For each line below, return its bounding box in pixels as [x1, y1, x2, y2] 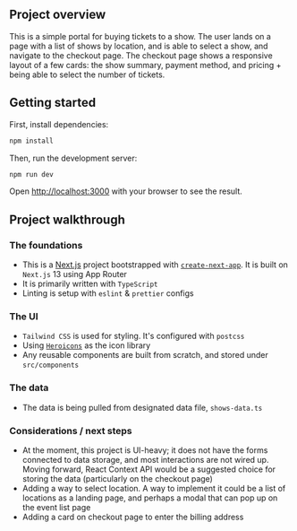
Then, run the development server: [9, 152, 138, 163]
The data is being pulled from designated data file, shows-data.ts [21, 402, 263, 413]
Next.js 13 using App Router [21, 269, 128, 280]
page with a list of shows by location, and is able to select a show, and [9, 40, 268, 51]
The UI [9, 309, 38, 322]
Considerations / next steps [9, 424, 132, 437]
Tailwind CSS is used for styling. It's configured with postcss [21, 331, 245, 342]
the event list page [21, 501, 91, 512]
